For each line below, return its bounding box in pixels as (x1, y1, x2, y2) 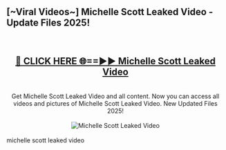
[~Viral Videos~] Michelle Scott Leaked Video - (6, 6, 214, 18)
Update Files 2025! (6, 17, 91, 29)
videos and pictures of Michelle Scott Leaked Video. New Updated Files (12, 99, 218, 107)
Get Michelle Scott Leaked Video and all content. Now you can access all (11, 92, 220, 100)
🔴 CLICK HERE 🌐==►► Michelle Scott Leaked (15, 55, 216, 67)
